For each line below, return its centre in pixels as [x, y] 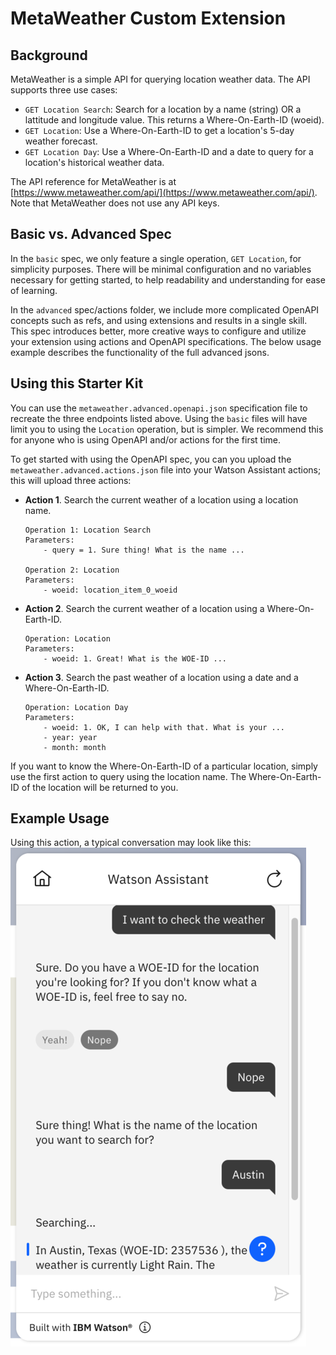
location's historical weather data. [94, 162]
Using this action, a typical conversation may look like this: [131, 843]
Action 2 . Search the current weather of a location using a [144, 608]
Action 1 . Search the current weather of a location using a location [161, 499]
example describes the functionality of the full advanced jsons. [140, 352]
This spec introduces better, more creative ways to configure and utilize [158, 331]
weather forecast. [61, 141]
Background [49, 55]
